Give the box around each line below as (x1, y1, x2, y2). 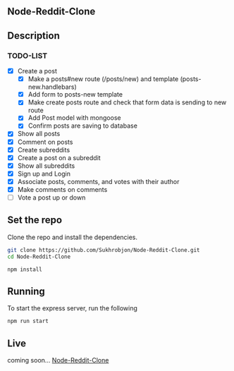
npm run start (7, 317, 49, 325)
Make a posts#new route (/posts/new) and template (27, 75, 179, 83)
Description (7, 30, 60, 42)
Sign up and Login (17, 169, 70, 178)
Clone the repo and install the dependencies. (7, 233, 138, 241)
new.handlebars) (27, 83, 78, 91)
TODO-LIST (7, 51, 48, 61)
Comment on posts (17, 138, 73, 146)
